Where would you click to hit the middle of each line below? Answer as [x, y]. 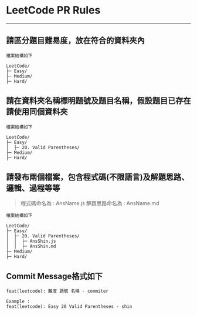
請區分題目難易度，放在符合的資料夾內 [75, 41]
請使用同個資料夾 [37, 112]
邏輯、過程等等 [33, 188]
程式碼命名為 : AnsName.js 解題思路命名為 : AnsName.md [90, 203]
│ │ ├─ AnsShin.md [31, 247]
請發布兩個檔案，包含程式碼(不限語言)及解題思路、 [98, 177]
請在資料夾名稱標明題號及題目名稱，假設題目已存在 [98, 101]
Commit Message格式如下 [54, 276]
